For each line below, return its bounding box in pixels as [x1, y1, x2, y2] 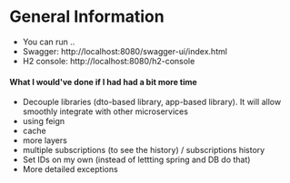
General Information [9, 6, 165, 27]
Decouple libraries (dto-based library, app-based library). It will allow [22, 97, 282, 108]
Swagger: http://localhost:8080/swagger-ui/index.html [22, 45, 227, 56]
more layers [22, 135, 68, 146]
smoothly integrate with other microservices [22, 106, 189, 117]
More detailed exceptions [22, 164, 118, 175]
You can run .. [22, 36, 75, 47]
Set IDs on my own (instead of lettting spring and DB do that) [22, 154, 251, 165]
